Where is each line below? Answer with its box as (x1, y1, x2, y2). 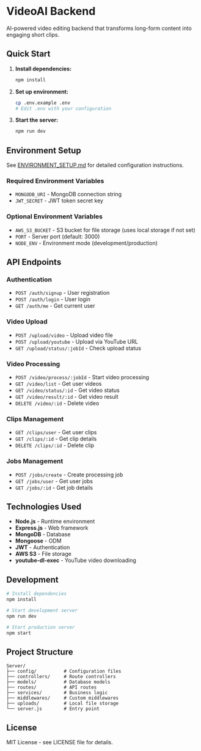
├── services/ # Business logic (6, 690, 108, 696)
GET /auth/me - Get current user (15, 302, 95, 309)
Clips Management (6, 415, 64, 423)
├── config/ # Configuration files (6, 668, 122, 675)
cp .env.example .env (15, 100, 70, 106)
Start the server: (15, 116, 59, 124)
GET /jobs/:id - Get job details (15, 484, 93, 491)
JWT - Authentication (15, 544, 70, 551)
